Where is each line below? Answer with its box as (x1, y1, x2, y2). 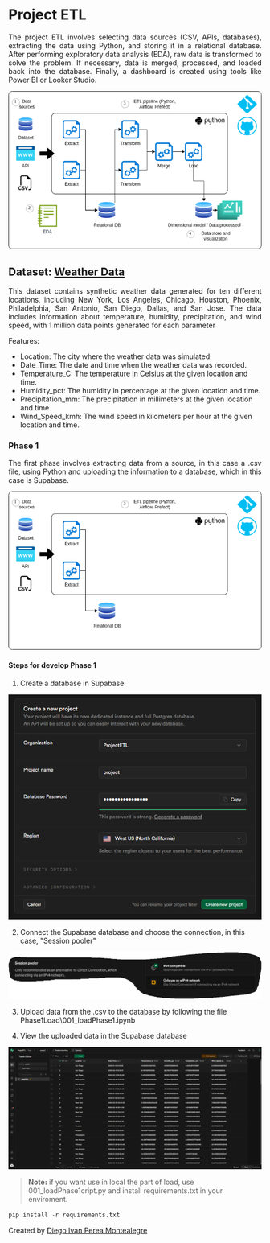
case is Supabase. (8, 475, 70, 485)
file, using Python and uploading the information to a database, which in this (8, 467, 262, 476)
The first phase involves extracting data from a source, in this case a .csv (8, 459, 262, 468)
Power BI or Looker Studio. (8, 75, 97, 84)
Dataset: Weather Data (8, 265, 125, 278)
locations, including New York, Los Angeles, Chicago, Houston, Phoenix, (8, 295, 262, 305)
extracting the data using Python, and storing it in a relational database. (8, 40, 262, 50)
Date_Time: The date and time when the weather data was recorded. (19, 360, 247, 370)
